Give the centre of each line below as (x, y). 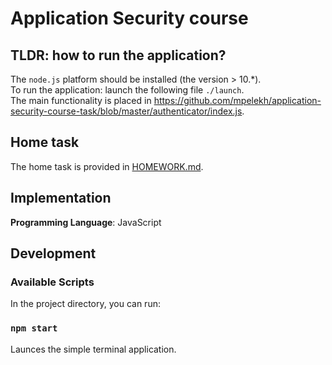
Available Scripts (52, 282)
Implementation (61, 198)
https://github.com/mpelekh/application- (237, 100)
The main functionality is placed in (81, 100)
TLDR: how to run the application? (118, 55)
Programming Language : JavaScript (86, 222)
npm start (34, 328)
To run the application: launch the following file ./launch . (127, 90)
